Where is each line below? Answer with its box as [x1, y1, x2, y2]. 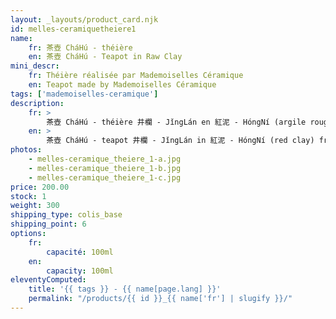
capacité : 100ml [46, 247, 114, 257]
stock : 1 [10, 191, 47, 201]
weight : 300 [10, 201, 60, 211]
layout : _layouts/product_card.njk [10, 14, 159, 25]
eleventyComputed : [10, 275, 87, 285]
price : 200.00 [10, 182, 70, 192]
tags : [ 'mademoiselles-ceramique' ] [10, 89, 159, 99]
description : [10, 98, 65, 108]
